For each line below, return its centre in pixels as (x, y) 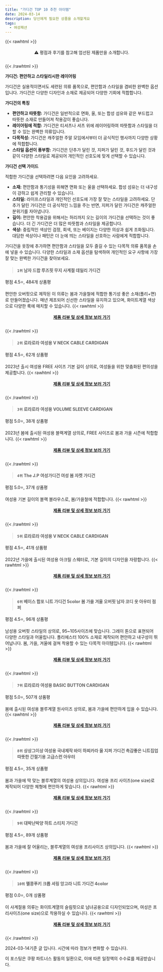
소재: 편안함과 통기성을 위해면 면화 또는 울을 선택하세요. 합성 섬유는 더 (78, 187)
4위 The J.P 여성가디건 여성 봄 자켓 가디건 (56, 476)
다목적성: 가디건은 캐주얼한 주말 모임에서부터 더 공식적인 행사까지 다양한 (81, 138)
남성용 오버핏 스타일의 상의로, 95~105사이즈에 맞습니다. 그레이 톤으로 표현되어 (79, 631)
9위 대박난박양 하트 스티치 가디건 (47, 823)
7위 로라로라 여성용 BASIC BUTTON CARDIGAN (63, 685)
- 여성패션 (18, 28)
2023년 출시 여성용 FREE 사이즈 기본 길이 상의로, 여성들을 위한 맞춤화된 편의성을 (81, 366)
